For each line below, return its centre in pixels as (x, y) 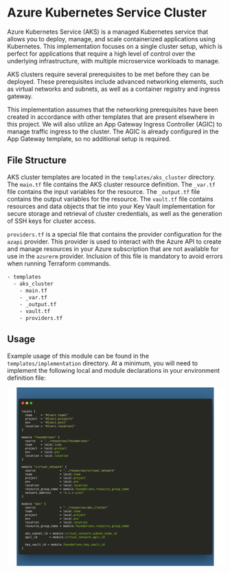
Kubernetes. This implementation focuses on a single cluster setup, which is (115, 46)
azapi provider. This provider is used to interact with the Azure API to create (114, 241)
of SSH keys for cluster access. (51, 221)
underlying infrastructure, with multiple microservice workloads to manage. (114, 61)
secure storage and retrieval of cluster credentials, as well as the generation (115, 213)
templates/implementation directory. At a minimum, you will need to (102, 363)
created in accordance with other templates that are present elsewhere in (111, 117)
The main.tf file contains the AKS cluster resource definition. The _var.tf (111, 184)
